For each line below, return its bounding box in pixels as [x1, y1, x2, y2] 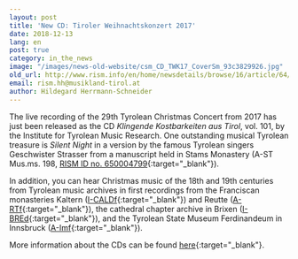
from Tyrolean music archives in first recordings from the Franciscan [9, 185, 260, 195]
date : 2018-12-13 [9, 29, 74, 38]
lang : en [9, 37, 42, 47]
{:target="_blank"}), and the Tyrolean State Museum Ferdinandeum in [28, 213, 283, 224]
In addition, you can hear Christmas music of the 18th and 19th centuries [9, 175, 274, 186]
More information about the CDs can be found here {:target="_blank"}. [9, 240, 265, 250]
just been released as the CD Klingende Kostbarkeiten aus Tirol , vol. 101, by [9, 120, 286, 131]
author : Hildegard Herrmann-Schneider [9, 87, 153, 95]
